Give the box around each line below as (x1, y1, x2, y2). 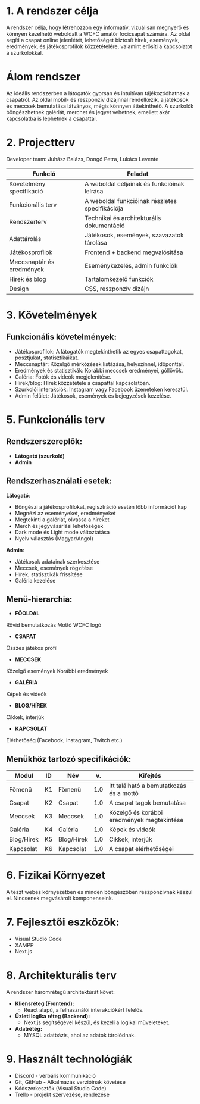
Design (9, 284, 29, 293)
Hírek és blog (9, 275, 46, 283)
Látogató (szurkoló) (14, 452, 65, 459)
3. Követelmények (6, 308, 97, 322)
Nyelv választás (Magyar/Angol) (14, 534, 94, 542)
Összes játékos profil (6, 645, 58, 652)
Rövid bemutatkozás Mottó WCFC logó (6, 621, 102, 628)
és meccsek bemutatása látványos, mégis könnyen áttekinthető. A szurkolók (6, 102, 194, 110)
